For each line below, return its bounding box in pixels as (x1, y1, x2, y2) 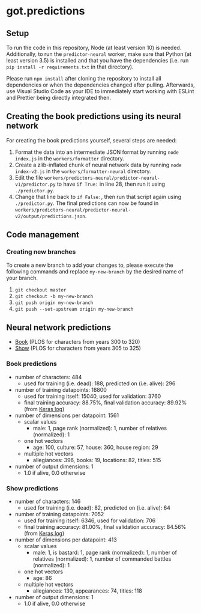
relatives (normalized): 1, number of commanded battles (32, 555, 172, 563)
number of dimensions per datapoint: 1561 (14, 412, 119, 419)
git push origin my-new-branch (14, 299, 94, 306)
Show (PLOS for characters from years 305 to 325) (14, 344, 141, 352)
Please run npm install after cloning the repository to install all (6, 75, 161, 82)
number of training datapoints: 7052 (14, 510, 104, 517)
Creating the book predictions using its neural (6, 111, 181, 121)
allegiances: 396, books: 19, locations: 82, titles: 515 (32, 456, 161, 463)
